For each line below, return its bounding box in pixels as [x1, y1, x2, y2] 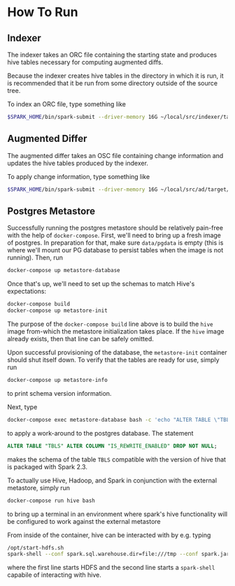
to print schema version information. [7, 389, 112, 397]
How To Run [7, 4, 78, 20]
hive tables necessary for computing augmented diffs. [7, 58, 163, 66]
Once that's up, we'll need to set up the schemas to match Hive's [7, 280, 195, 288]
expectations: [7, 287, 47, 296]
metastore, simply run [7, 483, 71, 492]
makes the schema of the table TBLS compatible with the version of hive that [7, 455, 226, 464]
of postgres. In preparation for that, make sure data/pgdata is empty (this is [7, 238, 224, 247]
